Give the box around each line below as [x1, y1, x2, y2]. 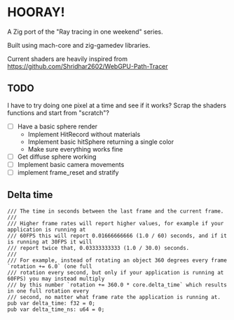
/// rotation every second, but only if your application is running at [7, 269, 224, 276]
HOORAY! [7, 4, 65, 20]
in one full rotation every [7, 287, 90, 295]
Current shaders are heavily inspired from [7, 54, 128, 63]
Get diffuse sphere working [17, 152, 97, 161]
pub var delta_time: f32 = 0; [7, 300, 96, 307]
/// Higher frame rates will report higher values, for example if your [7, 220, 224, 227]
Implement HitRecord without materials [27, 130, 141, 138]
